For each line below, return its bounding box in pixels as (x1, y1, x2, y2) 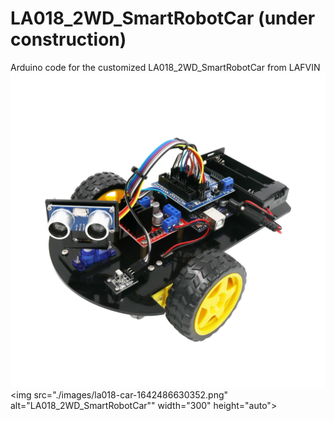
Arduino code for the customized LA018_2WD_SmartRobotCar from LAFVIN (10, 61, 321, 73)
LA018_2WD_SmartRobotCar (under (10, 7, 316, 30)
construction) (10, 28, 127, 51)
